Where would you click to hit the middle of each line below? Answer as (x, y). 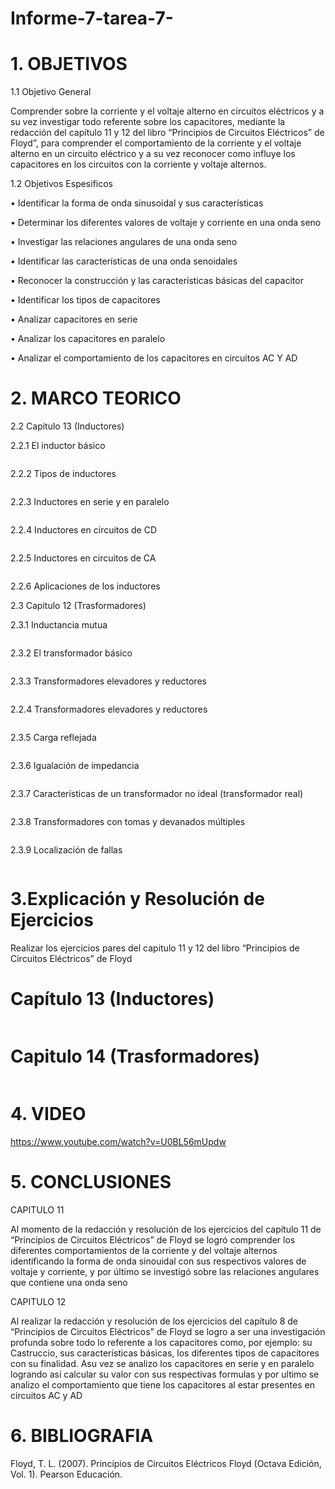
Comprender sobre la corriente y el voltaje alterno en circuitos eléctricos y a (167, 111)
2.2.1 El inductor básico (58, 446)
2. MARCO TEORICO (96, 398)
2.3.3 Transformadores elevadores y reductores (108, 681)
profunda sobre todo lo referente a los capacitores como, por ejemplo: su (161, 1342)
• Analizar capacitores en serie (74, 319)
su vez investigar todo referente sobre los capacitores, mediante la (148, 122)
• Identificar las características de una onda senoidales (124, 261)
